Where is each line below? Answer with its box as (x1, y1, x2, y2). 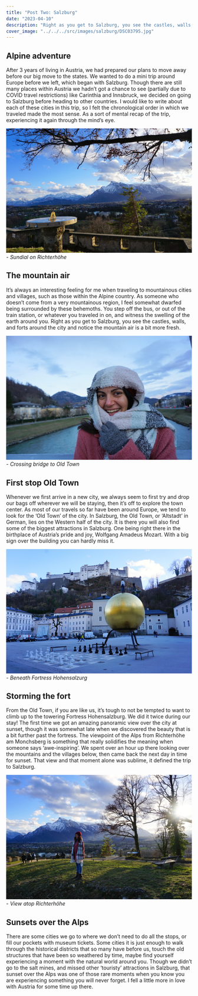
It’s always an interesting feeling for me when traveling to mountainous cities (6, 286, 192, 293)
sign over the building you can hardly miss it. (6, 537, 115, 544)
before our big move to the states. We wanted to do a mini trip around (6, 73, 176, 80)
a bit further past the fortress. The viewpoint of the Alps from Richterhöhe (6, 732, 186, 739)
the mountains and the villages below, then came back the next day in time (6, 750, 187, 758)
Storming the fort (6, 691, 71, 701)
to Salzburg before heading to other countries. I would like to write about (6, 98, 183, 105)
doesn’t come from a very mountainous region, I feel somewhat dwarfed (6, 299, 181, 306)
